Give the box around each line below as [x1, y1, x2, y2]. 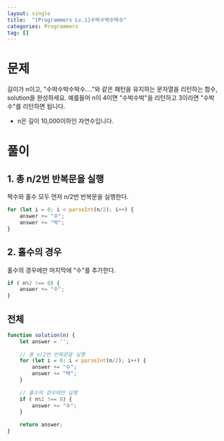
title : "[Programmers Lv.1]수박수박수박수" [7, 17, 128, 23]
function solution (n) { [7, 332, 76, 338]
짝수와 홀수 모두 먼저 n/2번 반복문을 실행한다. [7, 193, 129, 201]
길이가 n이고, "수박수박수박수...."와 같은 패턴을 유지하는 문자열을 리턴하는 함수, [7, 85, 218, 94]
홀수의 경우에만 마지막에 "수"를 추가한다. [7, 266, 116, 274]
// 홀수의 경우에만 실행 [19, 389, 78, 396]
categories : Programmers [7, 23, 79, 30]
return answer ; [19, 421, 63, 429]
